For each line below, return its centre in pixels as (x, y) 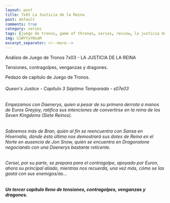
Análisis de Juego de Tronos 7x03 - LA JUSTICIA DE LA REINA (71, 57)
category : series (24, 29)
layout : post (19, 10)
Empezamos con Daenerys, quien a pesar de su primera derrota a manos (82, 104)
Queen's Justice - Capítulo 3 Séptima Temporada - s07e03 (67, 89)
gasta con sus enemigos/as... (36, 174)
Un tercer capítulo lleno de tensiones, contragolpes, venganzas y (75, 189)
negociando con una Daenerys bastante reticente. (58, 147)
